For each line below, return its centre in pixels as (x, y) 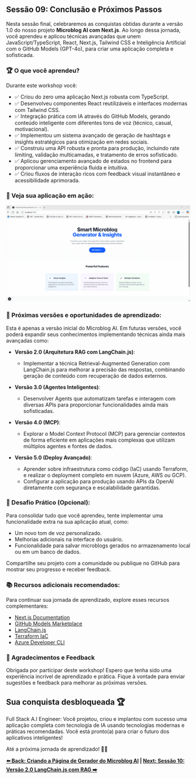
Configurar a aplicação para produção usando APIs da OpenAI (99, 481)
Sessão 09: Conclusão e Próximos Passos (84, 10)
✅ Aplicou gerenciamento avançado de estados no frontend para (93, 161)
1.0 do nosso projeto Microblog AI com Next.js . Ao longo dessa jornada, (93, 30)
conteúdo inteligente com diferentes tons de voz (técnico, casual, (94, 123)
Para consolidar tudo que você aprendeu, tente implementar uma (85, 515)
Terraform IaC (31, 636)
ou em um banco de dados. (47, 551)
